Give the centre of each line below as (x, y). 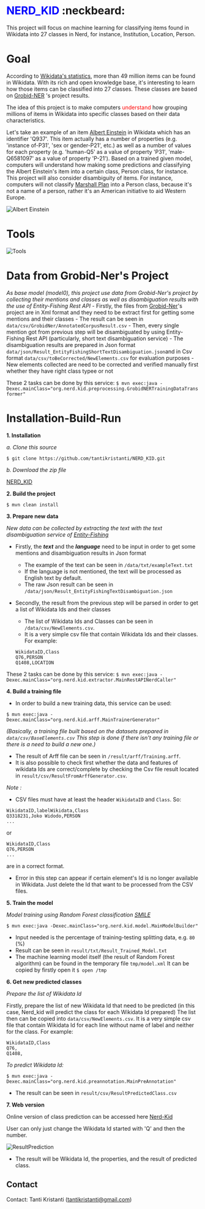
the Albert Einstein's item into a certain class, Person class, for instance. (97, 171)
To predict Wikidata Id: (35, 1065)
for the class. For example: (40, 1031)
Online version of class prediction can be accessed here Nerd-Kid (90, 1116)
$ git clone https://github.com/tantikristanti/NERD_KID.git (86, 458)
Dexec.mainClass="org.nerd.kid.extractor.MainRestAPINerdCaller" (91, 680)
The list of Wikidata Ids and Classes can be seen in (88, 621)
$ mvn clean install (33, 505)
